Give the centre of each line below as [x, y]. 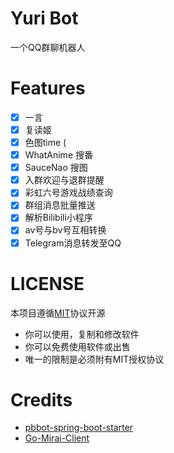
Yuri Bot [44, 18]
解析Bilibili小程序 [58, 218]
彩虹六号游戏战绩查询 [68, 193]
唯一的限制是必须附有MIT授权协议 [94, 359]
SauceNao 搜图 [56, 168]
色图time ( [45, 142]
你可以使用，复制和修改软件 [82, 334]
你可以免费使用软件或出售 [77, 346]
